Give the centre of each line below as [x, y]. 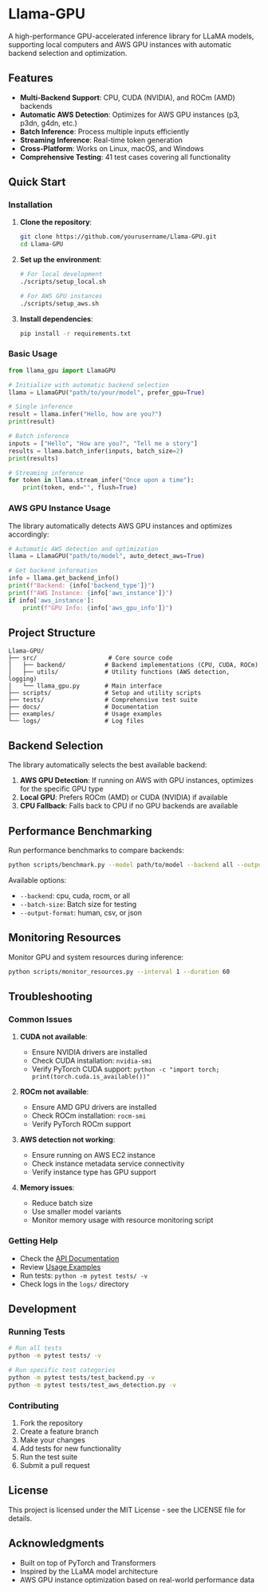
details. [20, 1518]
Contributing [33, 1406]
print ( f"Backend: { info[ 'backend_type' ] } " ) [82, 586]
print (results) [33, 458]
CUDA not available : [53, 1037]
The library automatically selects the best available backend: [108, 765]
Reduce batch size [62, 1203]
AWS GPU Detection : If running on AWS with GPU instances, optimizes [136, 780]
